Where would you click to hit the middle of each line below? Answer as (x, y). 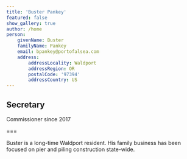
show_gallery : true (31, 23)
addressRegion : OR (51, 69)
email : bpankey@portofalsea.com (58, 52)
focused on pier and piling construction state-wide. (71, 149)
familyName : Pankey (42, 46)
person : (16, 35)
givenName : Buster (41, 40)
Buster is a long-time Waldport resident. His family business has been (94, 143)
